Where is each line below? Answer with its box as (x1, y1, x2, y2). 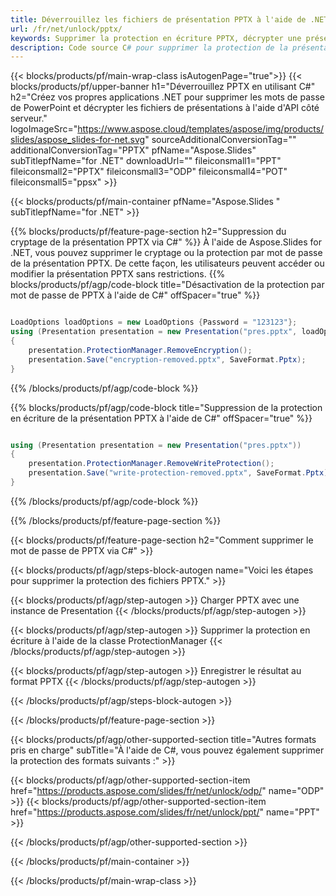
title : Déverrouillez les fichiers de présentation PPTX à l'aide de (10, 14, 307, 25)
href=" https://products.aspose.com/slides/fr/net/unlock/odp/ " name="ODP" (10, 784, 325, 796)
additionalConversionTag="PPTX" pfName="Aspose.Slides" (10, 144, 257, 156)
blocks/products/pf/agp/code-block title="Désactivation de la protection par (10, 279, 325, 291)
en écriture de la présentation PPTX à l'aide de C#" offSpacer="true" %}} (10, 412, 313, 424)
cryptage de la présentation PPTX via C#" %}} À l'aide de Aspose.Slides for (10, 236, 322, 248)
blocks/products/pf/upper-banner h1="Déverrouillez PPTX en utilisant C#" (10, 81, 316, 93)
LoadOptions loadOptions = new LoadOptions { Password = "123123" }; (10, 317, 298, 328)
